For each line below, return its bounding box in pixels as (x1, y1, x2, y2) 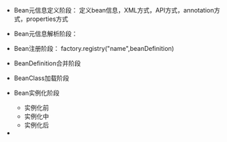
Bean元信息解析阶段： (13, 30, 78, 38)
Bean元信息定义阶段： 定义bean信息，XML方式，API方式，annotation (13, 6, 214, 14)
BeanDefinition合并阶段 (13, 59, 81, 68)
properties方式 (26, 15, 68, 23)
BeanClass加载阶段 (13, 74, 70, 82)
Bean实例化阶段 (13, 89, 60, 97)
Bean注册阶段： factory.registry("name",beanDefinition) (13, 45, 174, 52)
